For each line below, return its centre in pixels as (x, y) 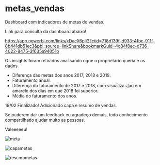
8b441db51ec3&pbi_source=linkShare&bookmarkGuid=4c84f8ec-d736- (77, 46)
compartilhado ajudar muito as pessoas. (45, 120)
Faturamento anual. (31, 80)
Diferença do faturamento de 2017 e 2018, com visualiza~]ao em (77, 85)
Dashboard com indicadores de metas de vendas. (55, 22)
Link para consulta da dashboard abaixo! (46, 31)
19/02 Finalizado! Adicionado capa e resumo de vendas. (61, 105)
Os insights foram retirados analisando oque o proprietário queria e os (75, 60)
